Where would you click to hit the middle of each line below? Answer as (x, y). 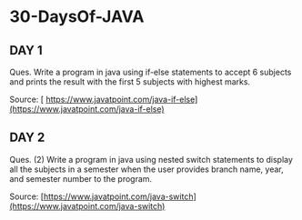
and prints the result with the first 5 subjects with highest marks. (130, 82)
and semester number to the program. (81, 178)
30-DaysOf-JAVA (77, 17)
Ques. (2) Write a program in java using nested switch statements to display (151, 159)
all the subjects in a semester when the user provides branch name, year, (146, 169)
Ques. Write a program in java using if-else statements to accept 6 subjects (151, 72)
